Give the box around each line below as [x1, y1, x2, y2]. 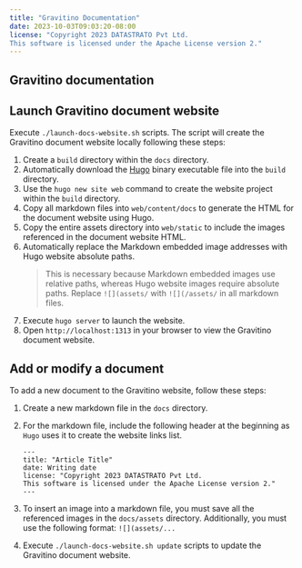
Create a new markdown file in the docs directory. [22, 403, 208, 414]
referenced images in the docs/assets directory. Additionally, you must [22, 513, 287, 523]
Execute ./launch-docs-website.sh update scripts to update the [22, 540, 262, 551]
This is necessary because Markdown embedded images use [45, 269, 276, 280]
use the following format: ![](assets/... [22, 523, 176, 533]
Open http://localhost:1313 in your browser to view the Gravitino [22, 324, 272, 336]
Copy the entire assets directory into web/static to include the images [22, 222, 286, 233]
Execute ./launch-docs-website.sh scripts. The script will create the [9, 127, 266, 138]
